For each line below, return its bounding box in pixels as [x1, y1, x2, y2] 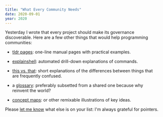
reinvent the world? [12, 88, 51, 94]
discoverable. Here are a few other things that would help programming [5, 34, 148, 40]
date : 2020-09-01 [5, 12, 40, 17]
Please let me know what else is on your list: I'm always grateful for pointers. [5, 106, 159, 112]
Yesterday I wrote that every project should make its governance [5, 30, 135, 35]
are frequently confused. [12, 73, 62, 79]
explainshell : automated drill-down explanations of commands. [12, 59, 138, 65]
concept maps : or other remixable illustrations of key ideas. [12, 97, 131, 103]
